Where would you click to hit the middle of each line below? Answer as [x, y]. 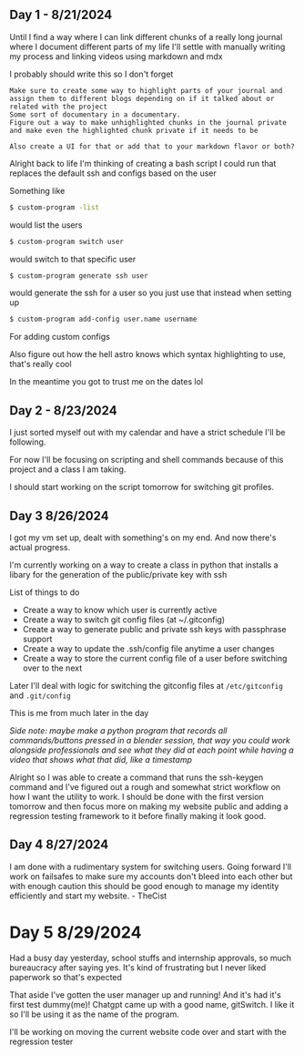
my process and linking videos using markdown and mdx [116, 56]
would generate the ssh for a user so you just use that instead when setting [151, 293]
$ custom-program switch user [67, 241]
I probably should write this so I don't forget [91, 74]
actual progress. [40, 547]
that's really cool [41, 364]
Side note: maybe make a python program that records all [118, 730]
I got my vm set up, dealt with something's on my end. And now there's [143, 538]
